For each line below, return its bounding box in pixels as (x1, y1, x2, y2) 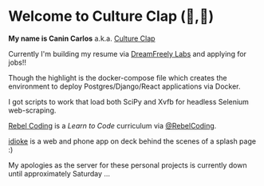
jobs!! (8, 57, 26, 67)
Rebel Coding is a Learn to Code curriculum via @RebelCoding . (8, 121, 217, 130)
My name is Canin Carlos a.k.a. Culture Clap (8, 34, 156, 43)
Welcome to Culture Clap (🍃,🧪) (8, 7, 215, 26)
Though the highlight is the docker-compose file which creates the (8, 73, 227, 82)
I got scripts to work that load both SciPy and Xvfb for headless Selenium (8, 97, 250, 106)
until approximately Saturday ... (8, 168, 110, 178)
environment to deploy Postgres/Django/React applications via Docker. (8, 81, 241, 91)
